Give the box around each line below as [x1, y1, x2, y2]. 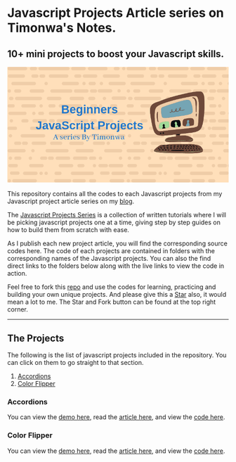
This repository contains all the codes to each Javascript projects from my [7, 190, 223, 198]
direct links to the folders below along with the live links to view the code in [7, 262, 225, 270]
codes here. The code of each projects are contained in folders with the [7, 247, 216, 255]
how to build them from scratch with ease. [7, 226, 130, 234]
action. [7, 269, 27, 278]
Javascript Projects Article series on [7, 5, 224, 21]
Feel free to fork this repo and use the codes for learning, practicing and [7, 283, 216, 291]
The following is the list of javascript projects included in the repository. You [7, 351, 227, 359]
